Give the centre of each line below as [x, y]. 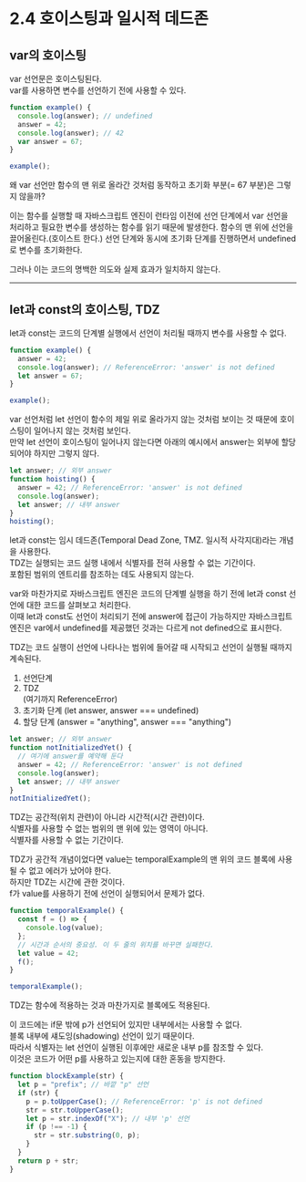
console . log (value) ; [65, 928]
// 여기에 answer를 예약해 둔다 [70, 757]
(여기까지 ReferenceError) [70, 700]
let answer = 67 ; [51, 376]
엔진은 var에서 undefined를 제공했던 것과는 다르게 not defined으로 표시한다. [146, 628]
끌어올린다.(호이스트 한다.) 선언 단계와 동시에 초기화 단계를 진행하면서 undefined [153, 239]
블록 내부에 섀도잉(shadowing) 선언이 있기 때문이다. [102, 1036]
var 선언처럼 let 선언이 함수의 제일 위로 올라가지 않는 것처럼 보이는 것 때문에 [143, 420]
